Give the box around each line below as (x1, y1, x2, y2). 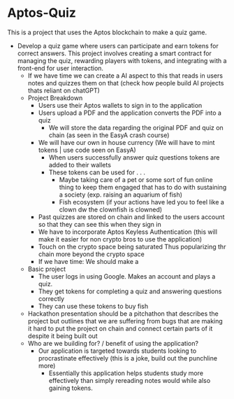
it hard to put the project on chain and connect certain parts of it (27, 324, 213, 332)
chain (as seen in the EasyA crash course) (48, 131, 170, 139)
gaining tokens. (48, 384, 93, 392)
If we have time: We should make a (38, 257, 139, 265)
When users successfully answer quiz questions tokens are (48, 153, 220, 162)
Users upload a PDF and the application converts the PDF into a (38, 108, 222, 117)
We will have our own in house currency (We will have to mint (38, 138, 215, 146)
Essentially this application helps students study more (48, 369, 204, 377)
